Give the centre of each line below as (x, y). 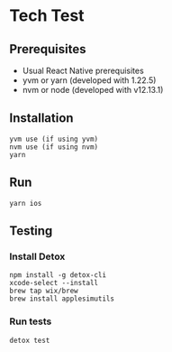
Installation (41, 118)
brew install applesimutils (62, 299)
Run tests (31, 321)
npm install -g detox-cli (58, 275)
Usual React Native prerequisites (83, 70)
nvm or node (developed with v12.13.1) (93, 90)
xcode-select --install (54, 283)
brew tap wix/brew (44, 291)
